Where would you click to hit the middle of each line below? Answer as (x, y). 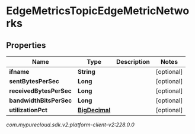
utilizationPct (28, 110)
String (87, 72)
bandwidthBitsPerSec (41, 100)
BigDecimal (94, 110)
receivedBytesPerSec (41, 91)
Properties (26, 45)
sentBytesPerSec (34, 81)
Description (133, 62)
